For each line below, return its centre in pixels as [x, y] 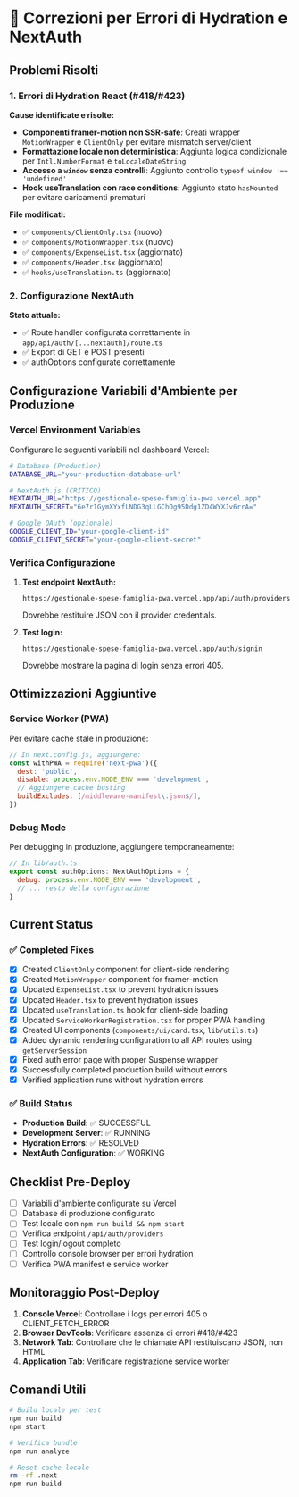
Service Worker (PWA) [59, 719]
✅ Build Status [41, 1103]
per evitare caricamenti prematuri [83, 197]
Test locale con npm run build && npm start [103, 1224]
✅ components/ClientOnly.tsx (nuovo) [92, 231]
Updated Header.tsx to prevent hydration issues [110, 999]
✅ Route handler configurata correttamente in [106, 332]
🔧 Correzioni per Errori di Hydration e [149, 18]
